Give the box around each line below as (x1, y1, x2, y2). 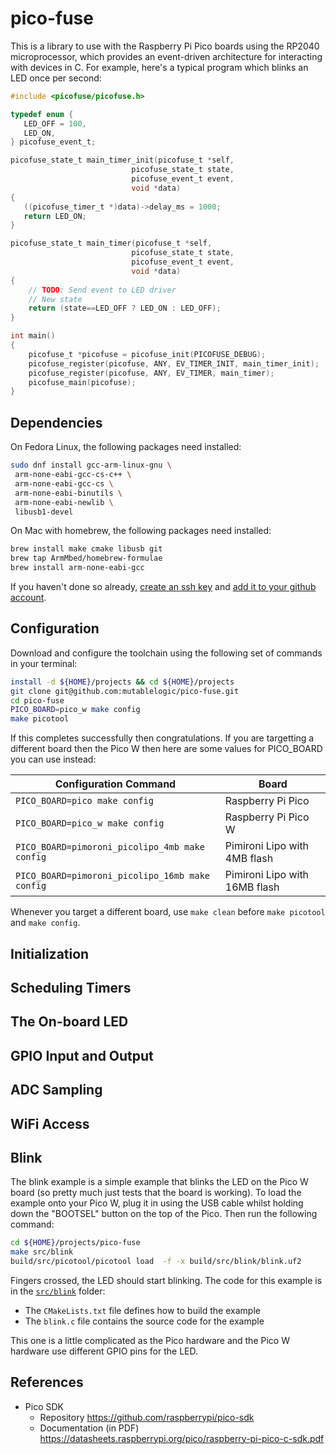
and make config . (10, 917, 81, 929)
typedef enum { (10, 109, 74, 119)
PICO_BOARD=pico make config (15, 795, 154, 807)
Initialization (10, 945, 90, 962)
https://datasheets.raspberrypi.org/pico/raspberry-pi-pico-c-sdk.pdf (39, 1432, 325, 1444)
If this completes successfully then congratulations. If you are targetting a (10, 732, 315, 744)
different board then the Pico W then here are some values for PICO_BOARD (10, 743, 323, 755)
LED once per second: (10, 72, 102, 84)
